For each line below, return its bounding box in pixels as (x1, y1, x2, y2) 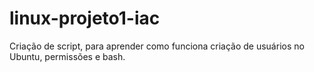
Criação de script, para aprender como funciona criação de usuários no (9, 40, 305, 52)
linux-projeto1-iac (9, 7, 161, 30)
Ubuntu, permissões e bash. (9, 50, 126, 62)
